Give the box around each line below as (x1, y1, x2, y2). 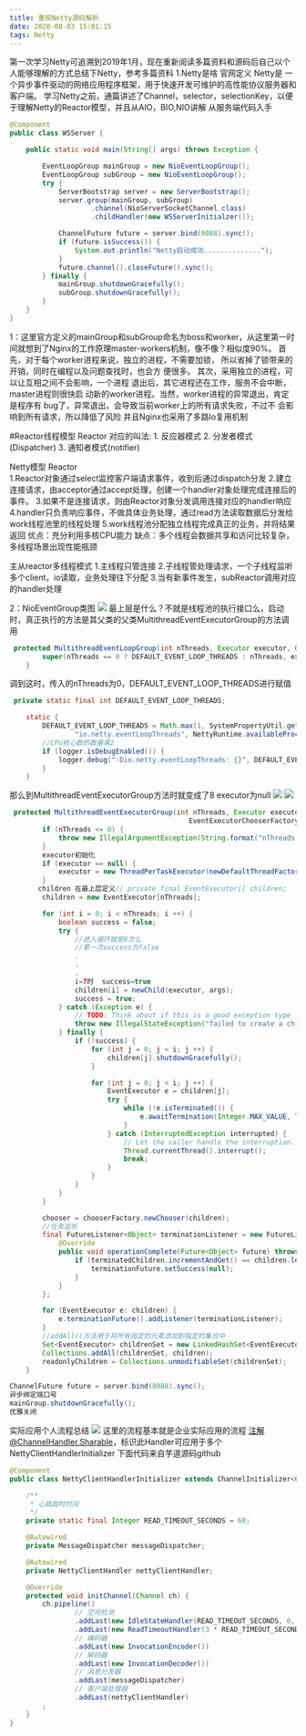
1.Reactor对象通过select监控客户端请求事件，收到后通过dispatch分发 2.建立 (9, 472, 292, 483)
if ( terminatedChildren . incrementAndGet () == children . (74, 1255, 291, 1265)
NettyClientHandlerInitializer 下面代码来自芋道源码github (9, 1447, 221, 1459)
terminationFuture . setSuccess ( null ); (90, 1264, 234, 1273)
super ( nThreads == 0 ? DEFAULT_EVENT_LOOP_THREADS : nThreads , (42, 652, 287, 661)
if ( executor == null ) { (42, 859, 137, 868)
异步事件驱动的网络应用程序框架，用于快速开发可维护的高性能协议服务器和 (16, 79, 297, 90)
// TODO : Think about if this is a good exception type (74, 1011, 291, 1020)
